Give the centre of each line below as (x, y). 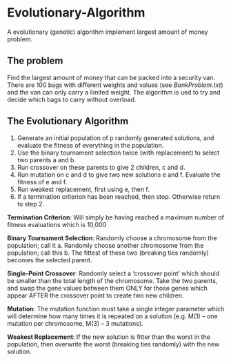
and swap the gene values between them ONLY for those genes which (108, 288)
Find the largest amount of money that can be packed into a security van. (111, 77)
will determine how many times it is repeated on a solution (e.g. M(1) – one (113, 316)
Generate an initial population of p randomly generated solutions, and (115, 138)
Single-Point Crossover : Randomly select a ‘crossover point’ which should (113, 273)
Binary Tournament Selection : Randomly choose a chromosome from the (112, 238)
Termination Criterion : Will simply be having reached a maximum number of (116, 217)
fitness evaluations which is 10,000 (57, 224)
